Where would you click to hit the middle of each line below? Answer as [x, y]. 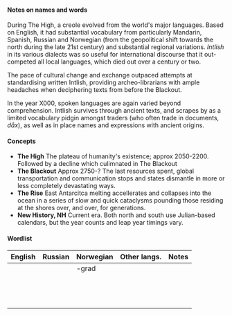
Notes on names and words [47, 10]
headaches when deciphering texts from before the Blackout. [95, 90]
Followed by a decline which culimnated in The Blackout [97, 164]
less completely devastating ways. [66, 186]
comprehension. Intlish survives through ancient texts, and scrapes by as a [114, 111]
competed [22, 62]
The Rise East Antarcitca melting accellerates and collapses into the [114, 193]
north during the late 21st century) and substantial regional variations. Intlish [116, 47]
